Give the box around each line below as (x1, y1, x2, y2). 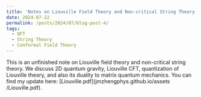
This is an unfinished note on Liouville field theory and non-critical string (6, 58, 186, 66)
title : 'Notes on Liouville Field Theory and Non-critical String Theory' (6, 8, 198, 15)
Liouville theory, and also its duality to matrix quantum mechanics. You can (6, 71, 191, 78)
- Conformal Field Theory (11, 43, 77, 48)
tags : (6, 25, 20, 32)
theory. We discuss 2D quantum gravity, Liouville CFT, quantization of (6, 65, 179, 72)
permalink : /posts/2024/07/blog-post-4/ (6, 20, 110, 26)
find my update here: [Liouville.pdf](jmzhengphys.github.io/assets (6, 77, 170, 84)
